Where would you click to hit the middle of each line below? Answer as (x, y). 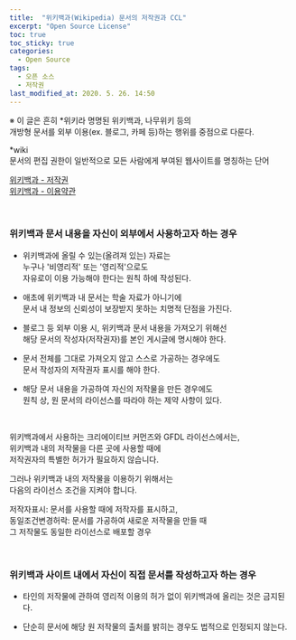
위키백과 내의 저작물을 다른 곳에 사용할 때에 (85, 447)
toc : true (28, 34)
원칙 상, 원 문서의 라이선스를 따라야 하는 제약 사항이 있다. (122, 400)
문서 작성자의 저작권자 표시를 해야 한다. (91, 369)
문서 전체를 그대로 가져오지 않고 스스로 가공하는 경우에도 (121, 358)
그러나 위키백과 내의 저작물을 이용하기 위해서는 (92, 478)
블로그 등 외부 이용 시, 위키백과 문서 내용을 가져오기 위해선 (125, 327)
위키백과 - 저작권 (39, 179)
